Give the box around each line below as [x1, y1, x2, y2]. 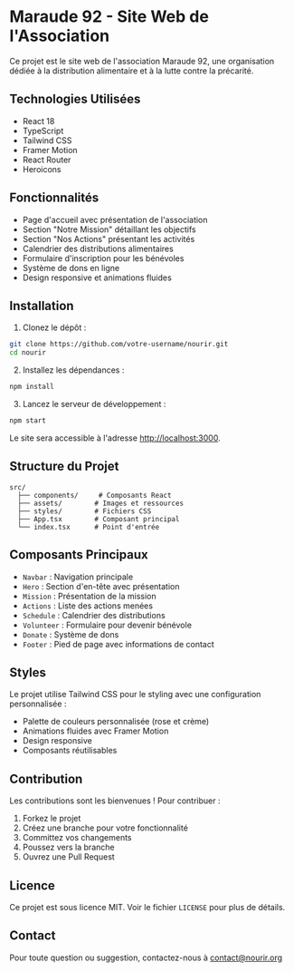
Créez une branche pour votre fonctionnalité [22, 822, 188, 833]
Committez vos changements [22, 832, 132, 843]
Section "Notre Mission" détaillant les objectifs [22, 224, 196, 235]
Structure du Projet [9, 459, 119, 474]
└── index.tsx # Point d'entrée [17, 522, 160, 531]
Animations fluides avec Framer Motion [22, 725, 169, 736]
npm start [9, 416, 47, 425]
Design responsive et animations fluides [22, 272, 172, 283]
